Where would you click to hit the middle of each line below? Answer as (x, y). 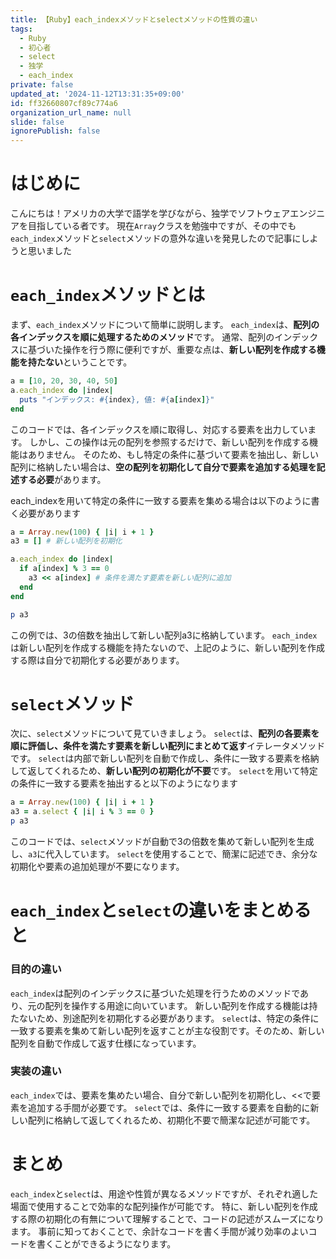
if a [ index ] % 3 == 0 (64, 569)
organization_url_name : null (71, 112)
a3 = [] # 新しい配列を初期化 (66, 541)
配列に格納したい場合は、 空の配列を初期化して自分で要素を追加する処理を (163, 467)
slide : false (37, 122)
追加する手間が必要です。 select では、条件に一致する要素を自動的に (169, 1107)
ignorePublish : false (55, 131)
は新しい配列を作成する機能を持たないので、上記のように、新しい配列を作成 (168, 647)
